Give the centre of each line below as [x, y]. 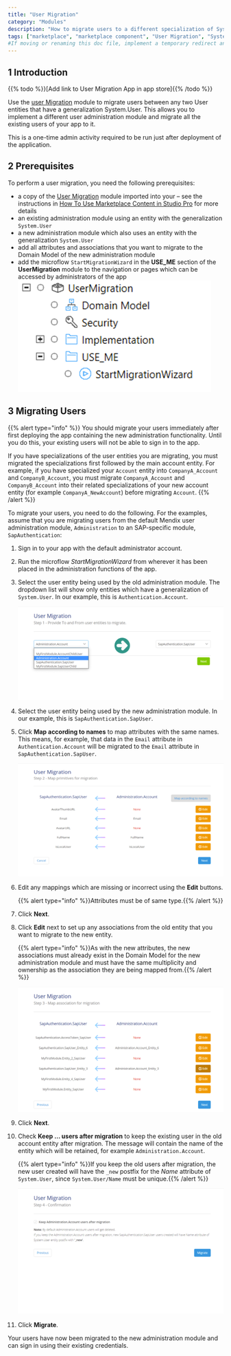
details [27, 210]
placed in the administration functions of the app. [87, 569]
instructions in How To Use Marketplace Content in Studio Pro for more [118, 204]
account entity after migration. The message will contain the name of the [120, 1144]
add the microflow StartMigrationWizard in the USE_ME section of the [117, 262]
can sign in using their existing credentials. [68, 1345]
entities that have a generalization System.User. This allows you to [101, 109]
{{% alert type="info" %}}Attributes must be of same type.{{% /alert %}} [120, 901]
